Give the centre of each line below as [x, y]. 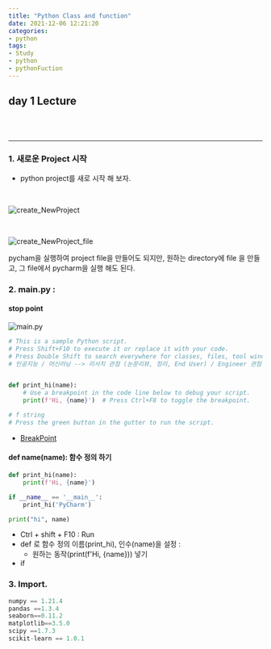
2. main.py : [32, 289]
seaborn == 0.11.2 [35, 616]
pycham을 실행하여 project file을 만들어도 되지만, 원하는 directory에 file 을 [127, 258]
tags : [17, 46]
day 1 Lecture [42, 101]
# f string [27, 415]
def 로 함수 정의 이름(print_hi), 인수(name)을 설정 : [100, 544]
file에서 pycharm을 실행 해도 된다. [81, 268]
